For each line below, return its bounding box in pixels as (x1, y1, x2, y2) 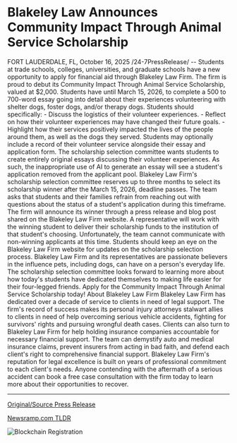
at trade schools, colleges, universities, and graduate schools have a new (7, 65, 221, 73)
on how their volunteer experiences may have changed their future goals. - (7, 117, 226, 126)
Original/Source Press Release (7, 400, 96, 408)
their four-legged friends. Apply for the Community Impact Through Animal (7, 282, 225, 291)
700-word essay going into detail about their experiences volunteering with (7, 95, 226, 103)
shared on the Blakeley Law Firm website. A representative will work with (7, 214, 220, 223)
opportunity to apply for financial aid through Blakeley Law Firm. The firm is (7, 72, 227, 81)
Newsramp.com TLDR (7, 413, 71, 422)
